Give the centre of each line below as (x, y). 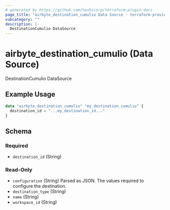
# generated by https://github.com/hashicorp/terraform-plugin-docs (79, 10)
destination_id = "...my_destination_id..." (57, 111)
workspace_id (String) (35, 202)
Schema (18, 131)
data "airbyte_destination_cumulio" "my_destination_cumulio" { (74, 106)
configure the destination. (39, 186)
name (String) (26, 197)
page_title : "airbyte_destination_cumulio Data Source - (67, 15)
